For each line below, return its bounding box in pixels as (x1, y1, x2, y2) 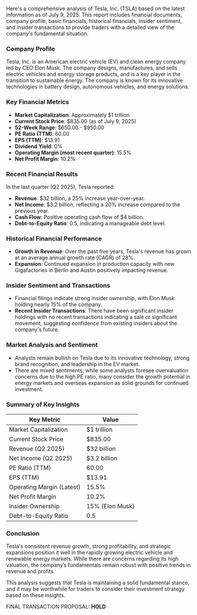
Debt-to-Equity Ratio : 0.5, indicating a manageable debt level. (14, 219, 166, 226)
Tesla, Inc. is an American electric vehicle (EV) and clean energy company (6, 58, 186, 65)
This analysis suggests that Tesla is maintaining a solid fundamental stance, (6, 579, 190, 586)
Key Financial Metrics (6, 98, 69, 106)
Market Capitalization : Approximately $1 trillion (14, 111, 130, 119)
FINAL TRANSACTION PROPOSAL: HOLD (6, 603, 106, 610)
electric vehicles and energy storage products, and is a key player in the (6, 71, 181, 78)
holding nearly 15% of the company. (14, 301, 102, 308)
